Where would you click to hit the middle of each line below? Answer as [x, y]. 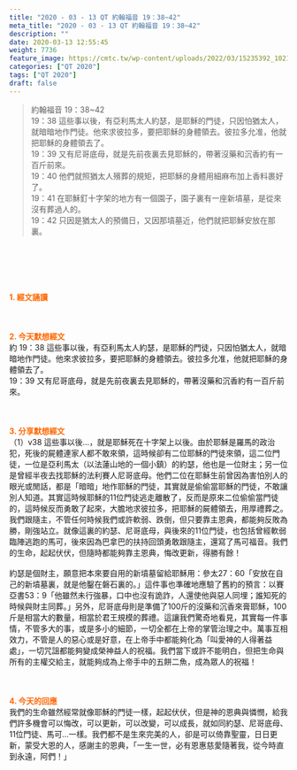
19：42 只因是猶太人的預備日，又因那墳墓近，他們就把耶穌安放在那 [153, 220]
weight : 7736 [33, 50]
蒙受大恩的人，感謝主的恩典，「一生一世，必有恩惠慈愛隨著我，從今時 [150, 745]
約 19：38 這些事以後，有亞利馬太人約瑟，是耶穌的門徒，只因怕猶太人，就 [144, 347]
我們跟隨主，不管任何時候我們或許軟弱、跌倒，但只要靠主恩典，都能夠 [137, 520]
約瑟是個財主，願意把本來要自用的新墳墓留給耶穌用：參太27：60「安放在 [142, 573]
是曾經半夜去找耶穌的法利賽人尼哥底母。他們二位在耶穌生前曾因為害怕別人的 [148, 475]
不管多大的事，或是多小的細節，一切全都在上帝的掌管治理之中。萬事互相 [156, 628]
